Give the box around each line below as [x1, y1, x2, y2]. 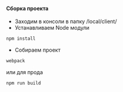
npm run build [6, 80, 42, 86]
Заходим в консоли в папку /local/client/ [14, 18, 117, 25]
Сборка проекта [6, 5, 49, 12]
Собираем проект [14, 46, 61, 53]
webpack [6, 58, 26, 64]
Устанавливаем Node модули [14, 24, 90, 31]
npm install [6, 36, 36, 42]
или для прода [6, 68, 43, 75]
